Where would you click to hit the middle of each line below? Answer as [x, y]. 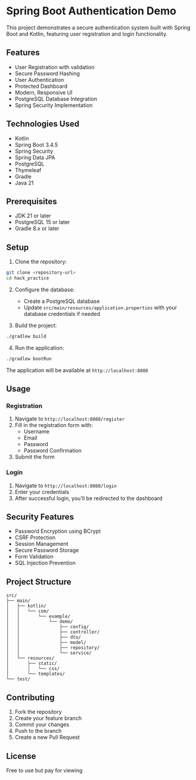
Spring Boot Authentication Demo [91, 11]
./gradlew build [26, 336]
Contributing [30, 697]
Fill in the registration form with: [54, 425]
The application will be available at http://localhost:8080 [77, 370]
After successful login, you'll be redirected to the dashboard [88, 498]
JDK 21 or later [33, 216]
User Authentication [39, 79]
